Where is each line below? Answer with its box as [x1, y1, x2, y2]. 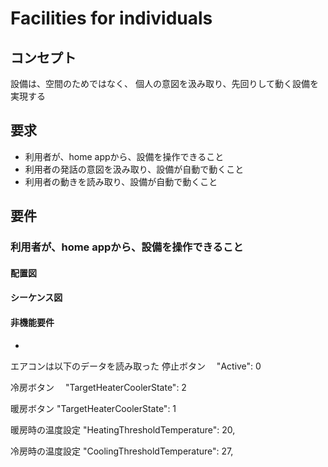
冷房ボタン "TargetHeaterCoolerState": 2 [10, 381, 187, 393]
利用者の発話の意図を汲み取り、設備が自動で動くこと [24, 163, 245, 175]
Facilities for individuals [10, 7, 213, 30]
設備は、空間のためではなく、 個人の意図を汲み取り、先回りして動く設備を [10, 78, 319, 89]
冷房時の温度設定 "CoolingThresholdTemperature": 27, [10, 445, 234, 457]
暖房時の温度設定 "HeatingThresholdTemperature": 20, [10, 423, 236, 436]
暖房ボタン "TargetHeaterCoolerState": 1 [10, 402, 177, 414]
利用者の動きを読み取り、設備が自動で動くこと [24, 175, 218, 187]
